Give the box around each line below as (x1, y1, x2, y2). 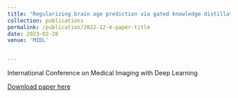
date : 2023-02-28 (7, 30, 59, 38)
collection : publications (7, 17, 84, 24)
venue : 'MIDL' (7, 37, 50, 44)
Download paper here (7, 82, 71, 91)
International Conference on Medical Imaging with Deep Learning (7, 69, 198, 77)
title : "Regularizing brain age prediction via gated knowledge (7, 10, 201, 18)
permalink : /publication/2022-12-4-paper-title (7, 23, 151, 31)
